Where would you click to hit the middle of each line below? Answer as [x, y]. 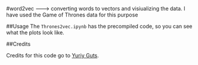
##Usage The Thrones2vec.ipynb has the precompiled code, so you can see [99, 26]
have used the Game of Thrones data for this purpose [72, 15]
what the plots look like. [35, 32]
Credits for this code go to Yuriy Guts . [53, 55]
